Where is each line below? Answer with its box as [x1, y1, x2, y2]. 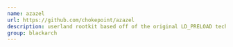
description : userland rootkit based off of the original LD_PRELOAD [7, 23, 213, 30]
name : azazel [7, 10, 45, 17]
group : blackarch [7, 29, 58, 37]
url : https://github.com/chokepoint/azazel [7, 17, 135, 23]
